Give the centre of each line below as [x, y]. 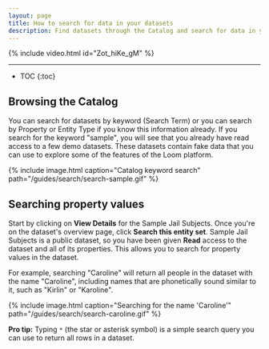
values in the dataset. [44, 257]
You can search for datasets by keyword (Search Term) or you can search [130, 121]
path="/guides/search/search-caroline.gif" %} [85, 314]
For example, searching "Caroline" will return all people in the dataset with [130, 273]
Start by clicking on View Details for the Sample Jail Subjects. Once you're [132, 223]
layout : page [30, 16]
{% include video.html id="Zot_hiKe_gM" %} [81, 54]
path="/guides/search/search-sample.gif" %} [83, 179]
